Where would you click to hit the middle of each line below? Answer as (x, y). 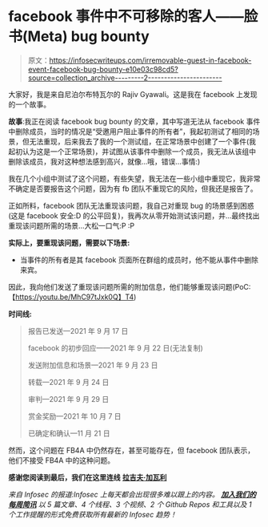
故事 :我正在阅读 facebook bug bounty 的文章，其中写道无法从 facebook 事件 (134, 121)
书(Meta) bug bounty (79, 36)
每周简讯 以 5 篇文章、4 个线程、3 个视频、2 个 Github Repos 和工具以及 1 (130, 504)
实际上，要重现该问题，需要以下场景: (69, 242)
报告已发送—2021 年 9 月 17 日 (78, 330)
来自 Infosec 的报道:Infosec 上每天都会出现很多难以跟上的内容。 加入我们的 (132, 494)
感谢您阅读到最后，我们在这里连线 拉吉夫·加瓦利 (88, 477)
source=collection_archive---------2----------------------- (125, 78)
